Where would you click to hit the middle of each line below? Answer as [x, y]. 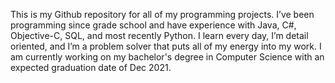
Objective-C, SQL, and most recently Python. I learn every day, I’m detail [159, 35]
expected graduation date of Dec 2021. [91, 67]
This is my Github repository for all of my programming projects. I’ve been [162, 14]
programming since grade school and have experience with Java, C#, [153, 25]
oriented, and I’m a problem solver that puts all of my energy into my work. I [166, 46]
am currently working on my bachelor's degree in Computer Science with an [167, 57]
